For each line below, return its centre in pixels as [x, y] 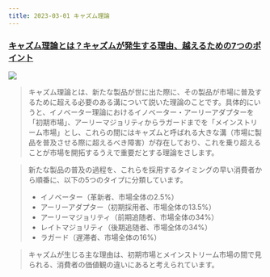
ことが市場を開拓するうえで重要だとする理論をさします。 [123, 152]
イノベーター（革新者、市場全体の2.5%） [110, 197]
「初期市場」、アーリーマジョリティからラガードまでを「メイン [132, 122]
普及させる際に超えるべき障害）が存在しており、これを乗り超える [152, 142]
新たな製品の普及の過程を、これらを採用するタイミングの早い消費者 [141, 170]
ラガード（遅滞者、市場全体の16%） [101, 237]
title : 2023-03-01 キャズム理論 [59, 16]
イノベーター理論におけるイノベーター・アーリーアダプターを [152, 112]
